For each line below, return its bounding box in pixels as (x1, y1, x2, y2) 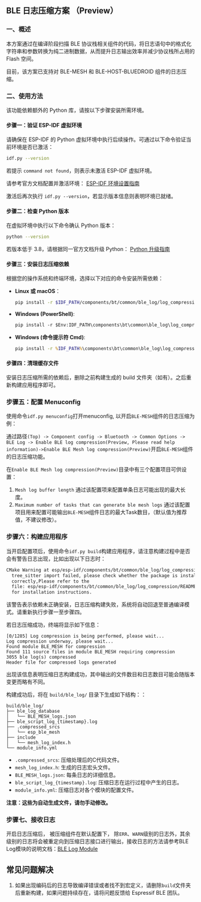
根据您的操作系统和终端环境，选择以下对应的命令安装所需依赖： (6, 275, 163, 282)
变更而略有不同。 (6, 678, 48, 686)
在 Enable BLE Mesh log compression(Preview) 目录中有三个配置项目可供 (6, 466, 182, 473)
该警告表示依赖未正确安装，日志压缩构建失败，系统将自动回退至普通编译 (6, 601, 184, 608)
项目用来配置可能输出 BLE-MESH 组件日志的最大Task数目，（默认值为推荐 (14, 509, 187, 516)
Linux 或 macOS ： (14, 288, 61, 295)
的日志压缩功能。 (6, 453, 48, 461)
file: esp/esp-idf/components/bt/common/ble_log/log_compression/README (11, 584, 197, 590)
